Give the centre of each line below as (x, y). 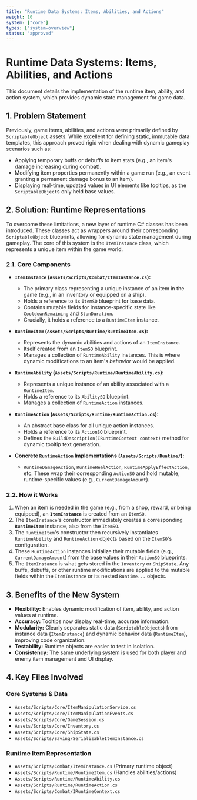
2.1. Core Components (38, 264)
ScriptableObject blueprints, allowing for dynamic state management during (98, 236)
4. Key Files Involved (45, 677)
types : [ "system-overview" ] (41, 28)
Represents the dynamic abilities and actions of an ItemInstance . (102, 342)
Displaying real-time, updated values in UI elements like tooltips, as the (101, 185)
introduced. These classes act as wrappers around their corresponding (92, 230)
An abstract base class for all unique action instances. (89, 425)
